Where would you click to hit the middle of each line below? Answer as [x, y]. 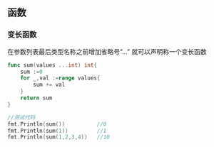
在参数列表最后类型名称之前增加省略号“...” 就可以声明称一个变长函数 [107, 51]
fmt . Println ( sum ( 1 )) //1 [57, 131]
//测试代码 [21, 117]
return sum [36, 98]
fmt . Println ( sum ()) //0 [57, 124]
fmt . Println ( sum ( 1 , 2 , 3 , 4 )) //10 [59, 137]
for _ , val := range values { [60, 78]
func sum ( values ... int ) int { [52, 65]
